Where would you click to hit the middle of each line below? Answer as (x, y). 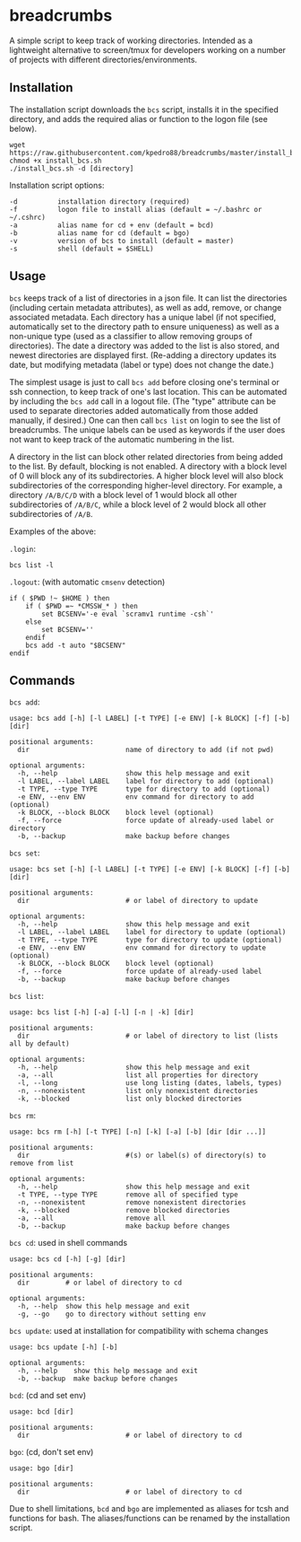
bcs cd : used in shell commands (69, 1243)
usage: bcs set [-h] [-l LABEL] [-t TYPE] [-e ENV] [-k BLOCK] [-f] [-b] (150, 870)
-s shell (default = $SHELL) (82, 249)
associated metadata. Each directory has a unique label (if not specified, (143, 317)
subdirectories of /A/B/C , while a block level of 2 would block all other (138, 504)
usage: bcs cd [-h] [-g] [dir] (68, 1259)
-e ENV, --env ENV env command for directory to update (142, 948)
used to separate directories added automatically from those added (133, 410)
